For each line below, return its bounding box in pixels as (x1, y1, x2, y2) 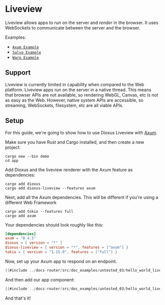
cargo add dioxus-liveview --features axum (5, 185, 96, 191)
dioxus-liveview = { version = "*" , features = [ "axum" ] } (5, 245, 129, 250)
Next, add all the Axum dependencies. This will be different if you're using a (5, 194, 159, 200)
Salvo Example (12, 50, 41, 55)
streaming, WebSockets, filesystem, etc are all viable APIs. (5, 102, 124, 108)
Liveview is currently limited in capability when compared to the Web (5, 81, 144, 87)
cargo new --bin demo (5, 153, 50, 159)
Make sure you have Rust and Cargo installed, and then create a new (5, 139, 144, 145)
